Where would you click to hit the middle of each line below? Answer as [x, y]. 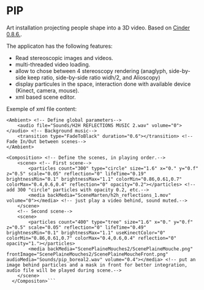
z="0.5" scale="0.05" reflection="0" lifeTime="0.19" [77, 174]
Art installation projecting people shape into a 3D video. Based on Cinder [98, 28]
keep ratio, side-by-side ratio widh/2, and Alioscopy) [94, 77]
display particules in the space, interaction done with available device [103, 84]
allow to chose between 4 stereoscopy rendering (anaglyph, [91, 71]
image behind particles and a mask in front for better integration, [97, 265]
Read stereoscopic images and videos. [64, 58]
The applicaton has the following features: [59, 46]
